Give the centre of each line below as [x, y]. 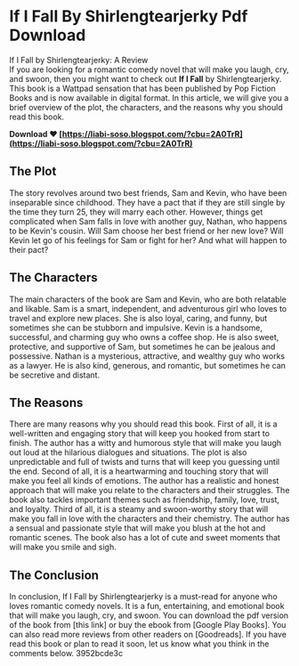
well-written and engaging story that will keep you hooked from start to [139, 434]
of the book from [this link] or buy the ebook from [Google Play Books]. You [148, 625]
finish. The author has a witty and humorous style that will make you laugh [145, 443]
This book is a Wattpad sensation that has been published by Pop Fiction [142, 88]
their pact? [29, 249]
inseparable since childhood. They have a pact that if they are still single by [147, 202]
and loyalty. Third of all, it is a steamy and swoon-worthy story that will [139, 509]
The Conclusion [54, 575]
